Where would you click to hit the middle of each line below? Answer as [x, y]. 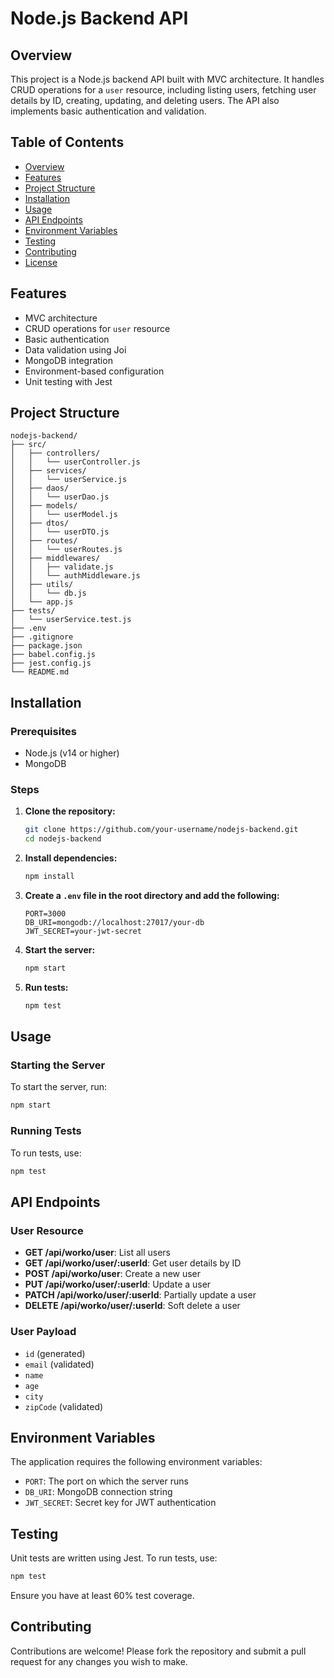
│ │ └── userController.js [75, 462]
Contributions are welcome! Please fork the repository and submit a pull [158, 1651]
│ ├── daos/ [40, 488]
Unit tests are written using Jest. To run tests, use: [114, 1558]
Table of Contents [67, 142]
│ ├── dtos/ [40, 523]
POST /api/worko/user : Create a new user [113, 1274]
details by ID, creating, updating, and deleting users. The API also [145, 100]
